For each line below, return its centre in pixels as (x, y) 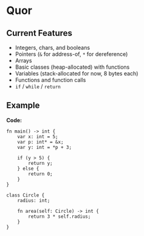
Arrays (23, 61)
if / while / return (38, 86)
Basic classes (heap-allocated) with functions (72, 67)
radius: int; (34, 200)
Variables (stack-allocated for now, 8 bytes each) (77, 73)
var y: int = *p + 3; (44, 147)
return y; (40, 163)
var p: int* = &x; (40, 142)
